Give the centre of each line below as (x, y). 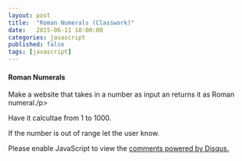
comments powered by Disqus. (179, 148)
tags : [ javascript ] (40, 52)
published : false (36, 45)
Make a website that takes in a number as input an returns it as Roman (121, 94)
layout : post (29, 15)
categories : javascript (47, 37)
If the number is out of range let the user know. (84, 134)
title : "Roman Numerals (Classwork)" (71, 23)
